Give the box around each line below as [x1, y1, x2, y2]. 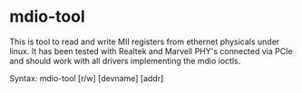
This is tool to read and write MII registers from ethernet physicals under [9, 36, 280, 47]
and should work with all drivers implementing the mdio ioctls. [9, 55, 241, 66]
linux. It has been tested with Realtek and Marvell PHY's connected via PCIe [9, 45, 293, 56]
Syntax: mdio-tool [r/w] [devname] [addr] [9, 72, 164, 83]
